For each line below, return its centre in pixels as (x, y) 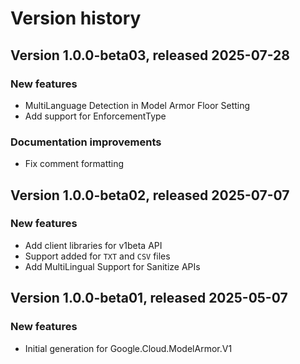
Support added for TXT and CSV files (97, 256)
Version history (76, 18)
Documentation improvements (86, 142)
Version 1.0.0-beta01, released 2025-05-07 (149, 298)
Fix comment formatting (74, 164)
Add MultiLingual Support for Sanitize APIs (112, 266)
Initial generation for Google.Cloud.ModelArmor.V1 (128, 348)
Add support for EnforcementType (95, 116)
